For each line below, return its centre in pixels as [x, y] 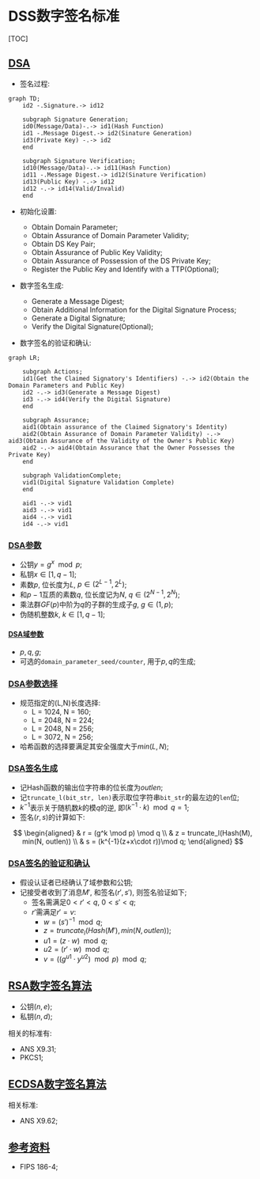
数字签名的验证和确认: [55, 343]
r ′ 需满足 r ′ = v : [54, 912]
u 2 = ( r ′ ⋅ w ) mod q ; [76, 950]
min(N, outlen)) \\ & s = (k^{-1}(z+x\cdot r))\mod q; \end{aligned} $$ [133, 842]
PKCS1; [31, 1057]
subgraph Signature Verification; [79, 161]
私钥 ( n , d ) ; [36, 1016]
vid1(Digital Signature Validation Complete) [99, 482]
